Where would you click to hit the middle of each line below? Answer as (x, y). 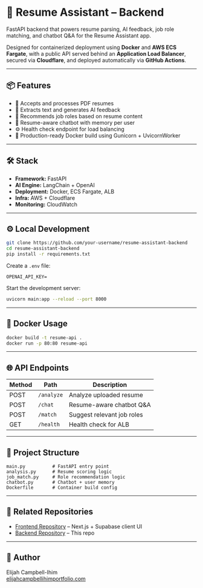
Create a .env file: (28, 266)
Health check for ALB (99, 424)
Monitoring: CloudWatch (46, 204)
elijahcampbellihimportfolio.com (46, 578)
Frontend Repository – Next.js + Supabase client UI (79, 526)
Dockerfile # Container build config (62, 488)
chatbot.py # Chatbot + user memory (60, 483)
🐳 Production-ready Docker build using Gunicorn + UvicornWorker (98, 135)
